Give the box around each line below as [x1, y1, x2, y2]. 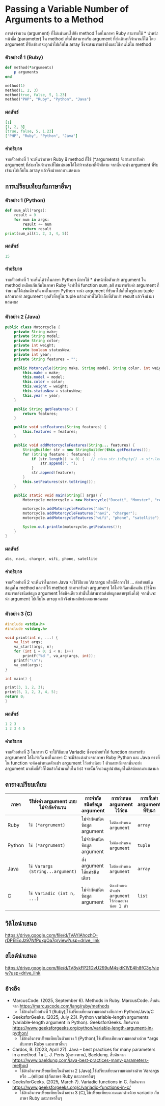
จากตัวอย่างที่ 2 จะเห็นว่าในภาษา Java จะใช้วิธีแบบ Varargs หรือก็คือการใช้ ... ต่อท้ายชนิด [5, 579, 153, 585]
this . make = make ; [23, 370, 60, 375]
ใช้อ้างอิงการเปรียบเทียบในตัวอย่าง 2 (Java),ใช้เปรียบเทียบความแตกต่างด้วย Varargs [19, 1068, 160, 1073]
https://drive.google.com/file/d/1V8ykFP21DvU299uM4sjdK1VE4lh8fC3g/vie [5, 965, 160, 970]
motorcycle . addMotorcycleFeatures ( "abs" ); [23, 506, 111, 511]
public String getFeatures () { [14, 407, 78, 412]
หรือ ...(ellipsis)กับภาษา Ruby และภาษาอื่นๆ [19, 1073, 96, 1079]
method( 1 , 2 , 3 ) [5, 88, 38, 93]
